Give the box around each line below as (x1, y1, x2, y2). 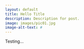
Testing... (5, 38, 24, 44)
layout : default (5, 7, 38, 12)
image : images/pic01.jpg (5, 20, 56, 26)
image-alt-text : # (5, 25, 42, 30)
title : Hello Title (5, 12, 45, 16)
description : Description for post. (5, 16, 80, 21)
